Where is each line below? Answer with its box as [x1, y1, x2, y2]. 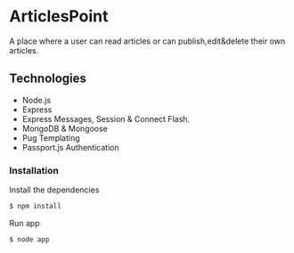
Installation [9, 164, 60, 176]
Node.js [21, 94, 52, 105]
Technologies [9, 71, 87, 86]
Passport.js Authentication [21, 142, 119, 152]
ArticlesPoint [9, 6, 109, 27]
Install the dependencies [9, 184, 100, 195]
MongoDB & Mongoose [21, 123, 109, 134]
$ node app [9, 234, 50, 244]
